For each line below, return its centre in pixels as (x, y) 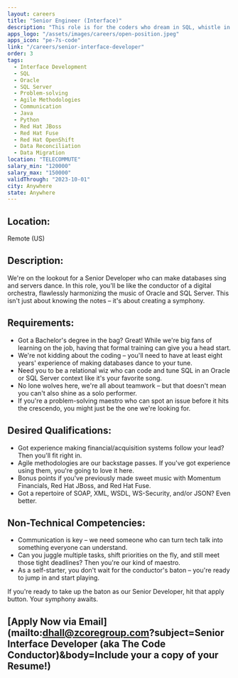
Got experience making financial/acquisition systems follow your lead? (121, 447)
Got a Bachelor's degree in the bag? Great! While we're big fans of (115, 340)
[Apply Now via (42, 621)
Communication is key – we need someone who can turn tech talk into (120, 540)
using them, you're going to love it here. (76, 470)
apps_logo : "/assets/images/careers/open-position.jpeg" (93, 34)
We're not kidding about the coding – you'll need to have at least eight (120, 355)
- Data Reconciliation (47, 147)
